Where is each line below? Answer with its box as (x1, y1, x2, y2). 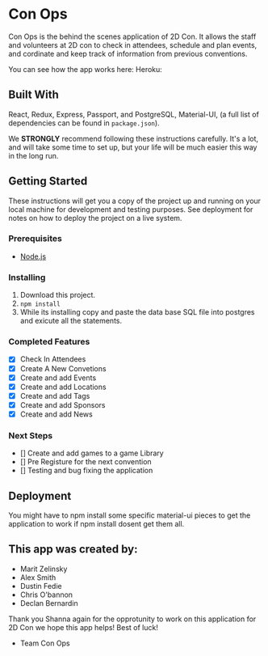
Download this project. (19, 290, 95, 300)
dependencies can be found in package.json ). (8, 118, 160, 128)
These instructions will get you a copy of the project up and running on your (8, 196, 261, 205)
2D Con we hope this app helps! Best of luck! (8, 622, 159, 632)
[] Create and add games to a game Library (19, 448, 164, 458)
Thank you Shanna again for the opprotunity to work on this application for (8, 614, 257, 624)
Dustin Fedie (19, 581, 62, 590)
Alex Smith (19, 572, 57, 582)
